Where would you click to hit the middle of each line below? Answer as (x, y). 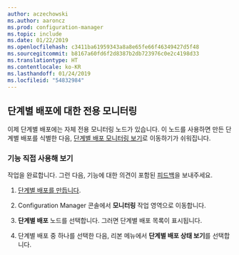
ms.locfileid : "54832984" (46, 80)
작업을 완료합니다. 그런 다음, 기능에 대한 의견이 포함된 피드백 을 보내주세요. (110, 175)
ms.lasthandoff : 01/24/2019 (49, 73)
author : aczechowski (38, 14)
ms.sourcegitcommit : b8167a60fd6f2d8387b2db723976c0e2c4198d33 (103, 54)
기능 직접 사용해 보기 (40, 159)
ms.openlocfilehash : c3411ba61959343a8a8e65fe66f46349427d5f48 (103, 47)
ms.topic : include (35, 34)
